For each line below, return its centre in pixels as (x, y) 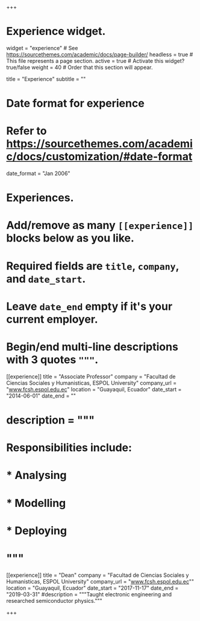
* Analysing (37, 475)
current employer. (52, 319)
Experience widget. (56, 31)
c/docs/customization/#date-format (99, 157)
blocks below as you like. (70, 238)
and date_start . (46, 279)
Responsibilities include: (69, 448)
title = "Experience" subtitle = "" (46, 79)
